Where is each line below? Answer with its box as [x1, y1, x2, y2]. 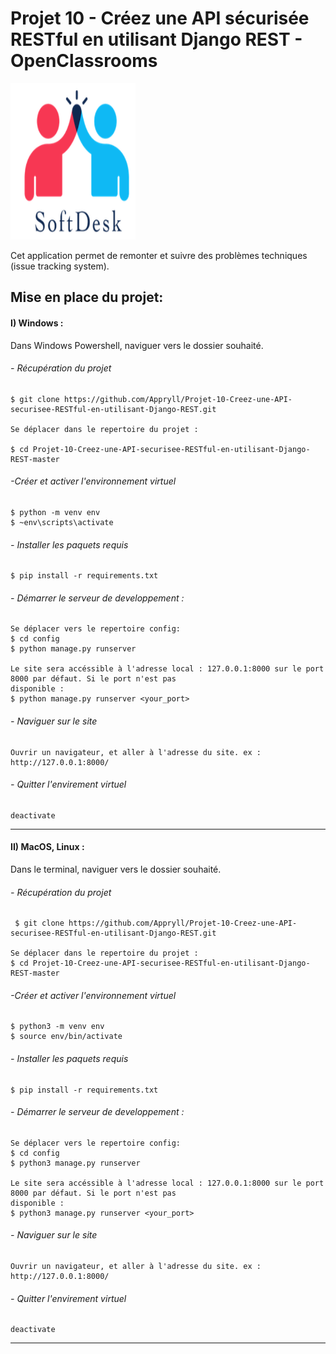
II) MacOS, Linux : [10, 841, 85, 853]
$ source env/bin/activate [10, 1032, 123, 1042]
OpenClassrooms [10, 50, 158, 72]
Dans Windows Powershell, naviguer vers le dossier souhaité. [10, 339, 264, 351]
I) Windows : [10, 317, 64, 329]
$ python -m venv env [10, 507, 101, 517]
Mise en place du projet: [10, 289, 164, 306]
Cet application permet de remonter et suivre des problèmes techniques [10, 249, 308, 261]
